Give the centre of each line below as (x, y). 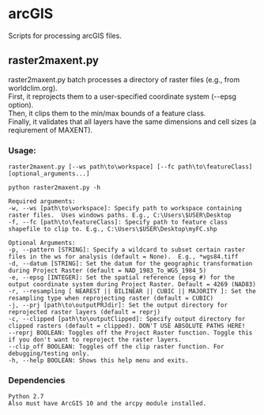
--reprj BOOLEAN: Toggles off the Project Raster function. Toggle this (130, 333)
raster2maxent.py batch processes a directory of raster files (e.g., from (124, 79)
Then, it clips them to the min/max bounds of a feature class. (107, 113)
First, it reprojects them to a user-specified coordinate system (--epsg (123, 96)
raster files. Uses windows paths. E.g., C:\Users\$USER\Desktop (120, 215)
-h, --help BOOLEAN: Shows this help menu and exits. (99, 360)
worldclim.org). (33, 88)
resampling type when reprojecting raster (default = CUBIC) (111, 298)
